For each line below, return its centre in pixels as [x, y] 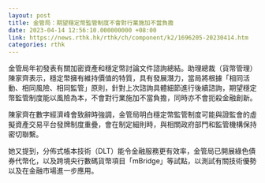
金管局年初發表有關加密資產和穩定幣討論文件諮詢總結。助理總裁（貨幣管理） [132, 69]
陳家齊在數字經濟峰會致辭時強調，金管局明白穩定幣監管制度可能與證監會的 [129, 114]
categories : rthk [37, 45]
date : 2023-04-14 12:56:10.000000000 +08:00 [82, 30]
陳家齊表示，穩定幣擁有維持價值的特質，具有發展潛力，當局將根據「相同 [125, 78]
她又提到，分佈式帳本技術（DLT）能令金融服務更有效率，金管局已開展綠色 [129, 151]
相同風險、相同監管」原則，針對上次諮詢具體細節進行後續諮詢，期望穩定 [139, 88]
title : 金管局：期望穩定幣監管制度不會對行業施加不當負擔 [91, 23]
